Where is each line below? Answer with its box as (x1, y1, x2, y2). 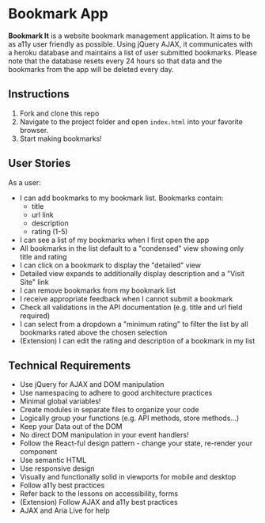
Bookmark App (8, 5, 108, 23)
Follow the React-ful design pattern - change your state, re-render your (19, 438, 253, 448)
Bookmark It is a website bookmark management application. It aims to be (8, 31, 251, 40)
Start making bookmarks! (19, 134, 103, 143)
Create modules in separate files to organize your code (19, 405, 199, 415)
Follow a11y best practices (19, 480, 105, 491)
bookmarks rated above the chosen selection (19, 328, 168, 337)
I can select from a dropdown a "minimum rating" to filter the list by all (19, 319, 248, 328)
